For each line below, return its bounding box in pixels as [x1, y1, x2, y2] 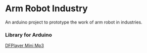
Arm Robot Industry [5, 3, 88, 14]
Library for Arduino [5, 31, 52, 38]
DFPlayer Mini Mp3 [5, 43, 44, 49]
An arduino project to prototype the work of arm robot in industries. [5, 19, 143, 25]
